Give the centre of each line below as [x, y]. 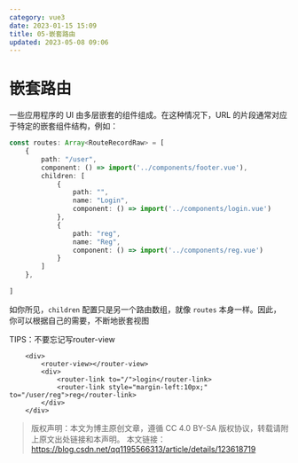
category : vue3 [37, 17]
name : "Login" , [100, 200]
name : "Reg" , [97, 242]
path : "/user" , [69, 159]
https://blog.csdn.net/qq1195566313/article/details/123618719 [143, 449]
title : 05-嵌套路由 [43, 34]
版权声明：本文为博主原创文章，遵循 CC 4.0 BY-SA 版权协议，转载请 [156, 428]
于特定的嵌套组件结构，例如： [63, 126]
